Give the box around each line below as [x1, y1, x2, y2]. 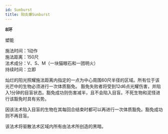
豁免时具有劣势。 [13, 95, 49, 101]
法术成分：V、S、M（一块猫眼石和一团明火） [5, 60, 98, 66]
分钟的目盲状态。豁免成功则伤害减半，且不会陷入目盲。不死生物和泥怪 [11, 89, 156, 95]
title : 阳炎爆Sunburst [5, 12, 50, 17]
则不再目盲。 [5, 112, 31, 118]
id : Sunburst [5, 7, 32, 12]
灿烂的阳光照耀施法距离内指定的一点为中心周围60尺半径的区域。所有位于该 [5, 77, 160, 83]
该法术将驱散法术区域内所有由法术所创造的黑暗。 [5, 123, 106, 129]
